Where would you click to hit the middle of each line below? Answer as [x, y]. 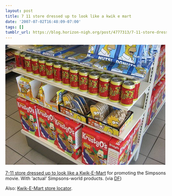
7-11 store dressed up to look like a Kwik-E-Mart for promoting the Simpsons [86, 173]
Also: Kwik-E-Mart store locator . [39, 188]
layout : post [19, 11]
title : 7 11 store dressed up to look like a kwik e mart [68, 16]
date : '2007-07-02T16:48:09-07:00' [43, 21]
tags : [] [15, 27]
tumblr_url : [18, 32]
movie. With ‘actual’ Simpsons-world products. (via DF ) [63, 179]
